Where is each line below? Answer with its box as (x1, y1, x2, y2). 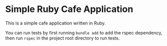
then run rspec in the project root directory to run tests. (5, 35, 120, 41)
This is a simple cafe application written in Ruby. (5, 20, 106, 26)
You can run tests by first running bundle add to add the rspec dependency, (5, 29, 163, 35)
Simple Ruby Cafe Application (5, 3, 134, 15)
